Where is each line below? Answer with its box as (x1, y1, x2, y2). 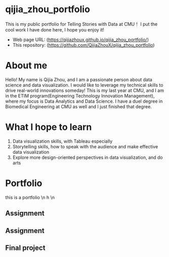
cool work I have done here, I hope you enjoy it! (5, 26, 105, 33)
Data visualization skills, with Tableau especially (12, 138, 113, 144)
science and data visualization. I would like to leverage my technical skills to (5, 82, 163, 88)
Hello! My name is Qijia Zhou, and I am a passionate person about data (5, 76, 153, 82)
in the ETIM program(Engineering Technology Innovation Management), (5, 92, 155, 99)
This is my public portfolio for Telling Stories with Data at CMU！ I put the (5, 21, 158, 27)
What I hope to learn (5, 121, 92, 133)
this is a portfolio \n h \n (5, 194, 55, 200)
